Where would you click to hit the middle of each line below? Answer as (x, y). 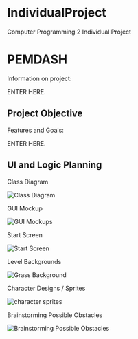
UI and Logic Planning (55, 165)
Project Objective (45, 114)
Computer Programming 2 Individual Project (69, 32)
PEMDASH (37, 59)
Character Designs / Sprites (46, 288)
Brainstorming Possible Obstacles (55, 315)
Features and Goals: (35, 130)
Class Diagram (28, 182)
